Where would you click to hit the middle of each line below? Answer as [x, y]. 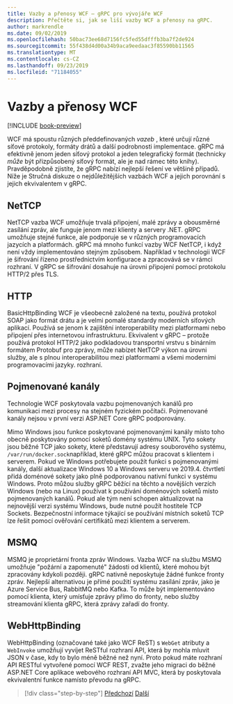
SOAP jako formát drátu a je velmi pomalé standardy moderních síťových [111, 321]
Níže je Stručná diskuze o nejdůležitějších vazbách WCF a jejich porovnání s [116, 176]
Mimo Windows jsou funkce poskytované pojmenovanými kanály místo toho [116, 431]
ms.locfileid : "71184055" [45, 72]
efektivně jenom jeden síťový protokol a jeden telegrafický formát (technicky [116, 154]
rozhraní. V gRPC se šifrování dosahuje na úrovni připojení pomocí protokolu [116, 267]
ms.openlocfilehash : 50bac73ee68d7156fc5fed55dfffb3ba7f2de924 [101, 40]
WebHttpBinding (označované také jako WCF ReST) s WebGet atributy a [109, 643]
